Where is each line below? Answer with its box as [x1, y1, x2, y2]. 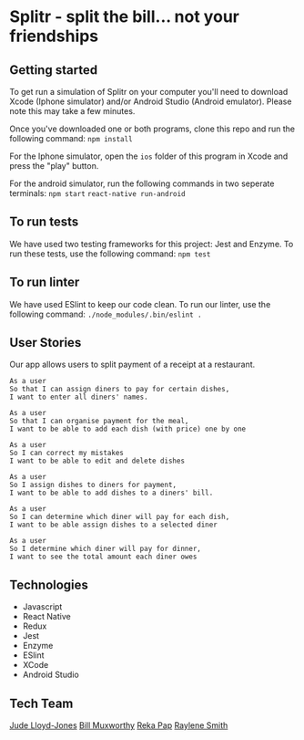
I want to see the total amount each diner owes [9, 552, 198, 562]
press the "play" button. [9, 161, 99, 171]
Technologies [9, 577, 89, 592]
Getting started [9, 62, 98, 78]
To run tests [9, 214, 79, 230]
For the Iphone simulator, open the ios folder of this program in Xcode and [9, 151, 289, 162]
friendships [9, 26, 99, 47]
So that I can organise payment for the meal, [9, 417, 189, 426]
